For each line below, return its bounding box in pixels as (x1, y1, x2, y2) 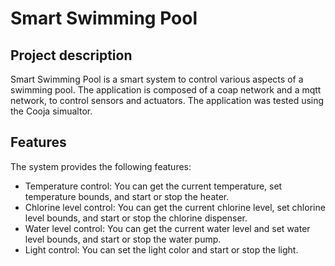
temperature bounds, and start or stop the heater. (24, 190, 230, 202)
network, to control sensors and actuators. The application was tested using (10, 95, 325, 106)
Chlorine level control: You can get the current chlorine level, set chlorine (24, 201, 326, 213)
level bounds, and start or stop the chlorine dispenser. (24, 212, 248, 224)
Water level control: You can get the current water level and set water (24, 222, 311, 234)
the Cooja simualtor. (10, 105, 93, 117)
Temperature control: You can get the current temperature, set (24, 180, 283, 192)
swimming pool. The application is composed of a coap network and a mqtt (10, 84, 322, 96)
